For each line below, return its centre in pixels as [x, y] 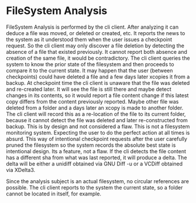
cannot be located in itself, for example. [54, 194]
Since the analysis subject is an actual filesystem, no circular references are [97, 181]
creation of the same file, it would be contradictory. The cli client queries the [98, 58]
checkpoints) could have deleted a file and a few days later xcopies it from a [98, 77]
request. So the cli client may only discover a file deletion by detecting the [95, 46]
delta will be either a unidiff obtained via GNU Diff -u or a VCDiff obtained [94, 164]
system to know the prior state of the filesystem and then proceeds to [90, 64]
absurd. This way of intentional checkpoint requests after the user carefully [97, 139]
